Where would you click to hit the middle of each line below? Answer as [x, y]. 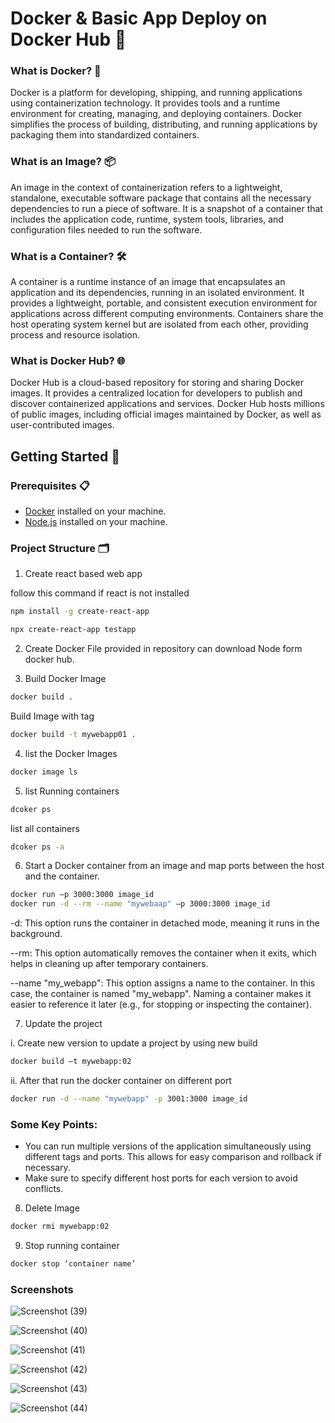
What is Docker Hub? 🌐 [68, 360]
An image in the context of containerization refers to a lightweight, [146, 187]
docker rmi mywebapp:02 [60, 1227]
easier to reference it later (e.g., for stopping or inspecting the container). [161, 1004]
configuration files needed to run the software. [106, 229]
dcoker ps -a [37, 847]
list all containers [45, 828]
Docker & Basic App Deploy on [139, 18]
